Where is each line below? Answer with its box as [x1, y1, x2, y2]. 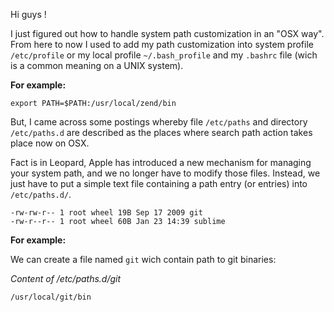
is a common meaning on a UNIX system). [10, 60, 184, 71]
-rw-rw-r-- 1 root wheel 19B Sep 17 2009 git [10, 208, 203, 218]
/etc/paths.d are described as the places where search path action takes [10, 127, 313, 138]
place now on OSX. [10, 137, 90, 149]
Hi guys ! [10, 9, 47, 20]
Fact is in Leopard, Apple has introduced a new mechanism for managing [10, 157, 312, 168]
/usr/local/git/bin [10, 292, 92, 302]
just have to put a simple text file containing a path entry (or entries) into [10, 178, 308, 189]
